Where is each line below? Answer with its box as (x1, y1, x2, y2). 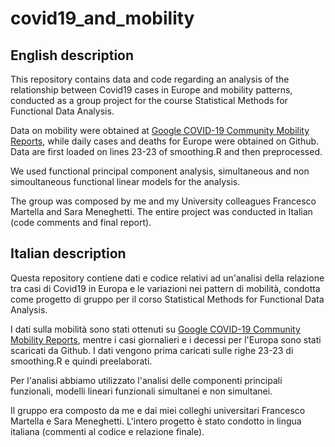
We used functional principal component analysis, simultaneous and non (10, 165, 310, 177)
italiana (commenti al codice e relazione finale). (10, 425, 205, 437)
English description (10, 47, 135, 64)
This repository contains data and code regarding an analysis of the (10, 73, 290, 85)
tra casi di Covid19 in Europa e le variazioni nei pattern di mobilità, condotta (10, 282, 321, 294)
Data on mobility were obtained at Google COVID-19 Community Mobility (10, 125, 310, 136)
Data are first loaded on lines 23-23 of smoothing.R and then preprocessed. (10, 146, 323, 157)
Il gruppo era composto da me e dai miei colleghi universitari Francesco (10, 404, 306, 416)
